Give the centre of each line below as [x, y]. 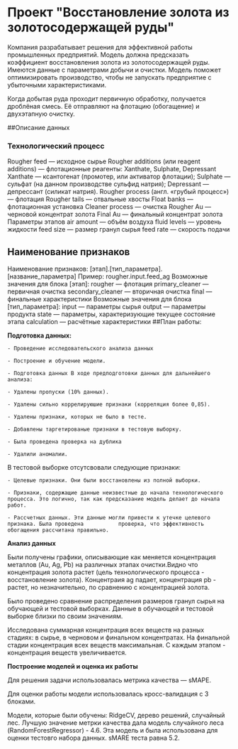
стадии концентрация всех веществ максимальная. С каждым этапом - [117, 645]
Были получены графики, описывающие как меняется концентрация [112, 557]
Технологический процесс [56, 146]
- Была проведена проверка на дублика [64, 442]
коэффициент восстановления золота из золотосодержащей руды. [109, 62]
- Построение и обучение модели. [57, 361]
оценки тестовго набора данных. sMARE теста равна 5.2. [94, 738]
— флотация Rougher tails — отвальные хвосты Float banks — [100, 199]
